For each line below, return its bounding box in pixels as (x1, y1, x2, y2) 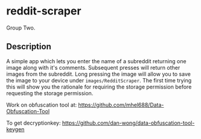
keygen (6, 125, 25, 133)
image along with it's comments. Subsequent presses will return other (6, 64, 180, 71)
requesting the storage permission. (6, 89, 94, 97)
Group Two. (6, 24, 36, 31)
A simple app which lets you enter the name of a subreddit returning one (6, 57, 187, 64)
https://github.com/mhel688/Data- (78, 101, 164, 108)
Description (6, 42, 51, 52)
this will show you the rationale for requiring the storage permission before (6, 83, 192, 90)
